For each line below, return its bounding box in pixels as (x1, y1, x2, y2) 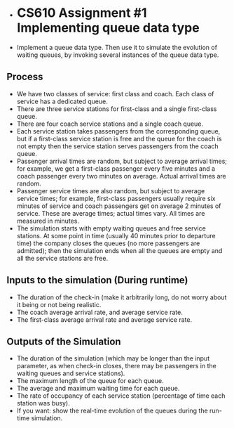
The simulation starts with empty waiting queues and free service (16, 223, 206, 233)
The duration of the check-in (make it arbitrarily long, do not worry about (16, 293, 227, 301)
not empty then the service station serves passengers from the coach (16, 142, 219, 150)
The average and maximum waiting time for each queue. (16, 384, 180, 393)
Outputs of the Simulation (6, 335, 121, 347)
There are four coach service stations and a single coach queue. (16, 119, 204, 128)
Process (6, 71, 43, 83)
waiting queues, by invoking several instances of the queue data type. (16, 51, 219, 59)
